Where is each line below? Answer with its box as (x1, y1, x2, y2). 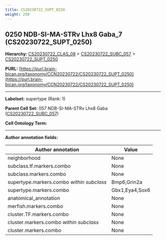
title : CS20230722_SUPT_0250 (5, 7, 65, 12)
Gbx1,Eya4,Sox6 (111, 187, 151, 193)
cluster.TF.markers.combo (7, 211, 69, 218)
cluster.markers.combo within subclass (7, 219, 99, 226)
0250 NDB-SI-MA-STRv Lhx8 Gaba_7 (5, 30, 123, 39)
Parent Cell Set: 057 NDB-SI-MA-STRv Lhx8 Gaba (5, 105, 108, 111)
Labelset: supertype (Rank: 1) (5, 96, 66, 102)
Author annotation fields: (5, 135, 58, 141)
